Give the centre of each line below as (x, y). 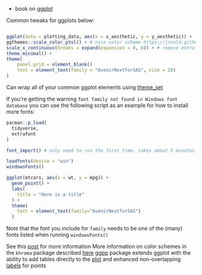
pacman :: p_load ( (26, 123)
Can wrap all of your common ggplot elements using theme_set (85, 87)
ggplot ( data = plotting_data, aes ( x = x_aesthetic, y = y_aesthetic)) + (99, 37)
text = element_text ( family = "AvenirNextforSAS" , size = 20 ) (96, 70)
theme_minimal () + (29, 54)
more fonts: (20, 112)
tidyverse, (25, 128)
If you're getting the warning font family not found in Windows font (92, 99)
